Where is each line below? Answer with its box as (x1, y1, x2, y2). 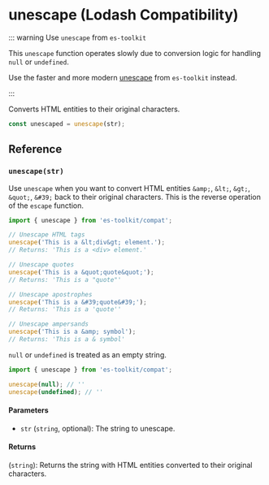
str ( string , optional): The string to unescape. (20, 423, 176, 433)
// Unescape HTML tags (8, 231, 85, 239)
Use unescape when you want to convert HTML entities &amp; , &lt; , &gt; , (8, 183, 250, 193)
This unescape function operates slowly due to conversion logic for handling (8, 48, 262, 58)
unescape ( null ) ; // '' (8, 380, 85, 388)
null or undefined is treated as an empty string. (8, 349, 167, 359)
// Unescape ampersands (8, 320, 89, 328)
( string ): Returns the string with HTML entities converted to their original (8, 460, 253, 470)
